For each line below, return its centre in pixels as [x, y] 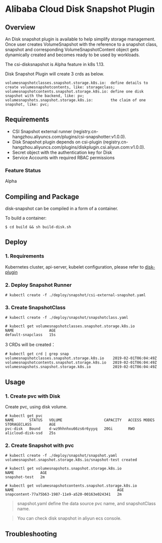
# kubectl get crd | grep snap [37, 354]
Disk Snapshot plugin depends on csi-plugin [57, 142]
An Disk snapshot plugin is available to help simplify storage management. [80, 39]
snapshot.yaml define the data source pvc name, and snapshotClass [86, 504]
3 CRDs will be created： [30, 345]
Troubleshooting [31, 534]
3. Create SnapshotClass [35, 307]
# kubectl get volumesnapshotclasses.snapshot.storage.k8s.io [70, 326]
